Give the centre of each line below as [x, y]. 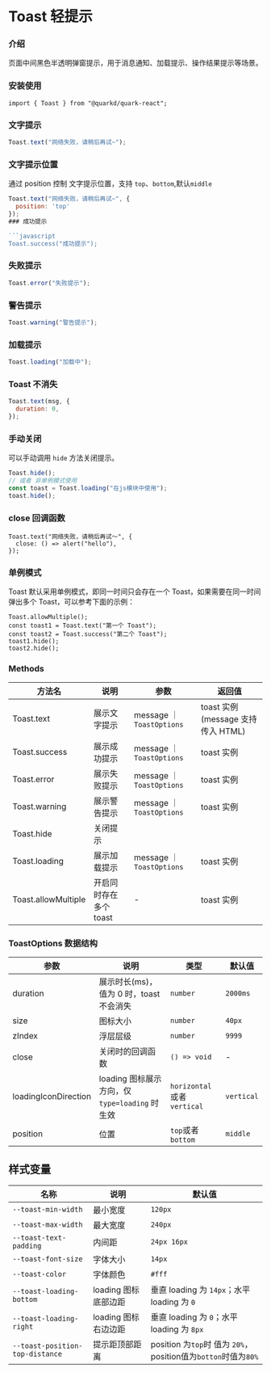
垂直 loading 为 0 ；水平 [194, 1316]
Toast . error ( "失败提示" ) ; [50, 283]
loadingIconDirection [52, 1096]
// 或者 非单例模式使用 [43, 481]
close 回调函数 [37, 518]
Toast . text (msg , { [39, 402]
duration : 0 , [38, 409]
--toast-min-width [48, 1209]
